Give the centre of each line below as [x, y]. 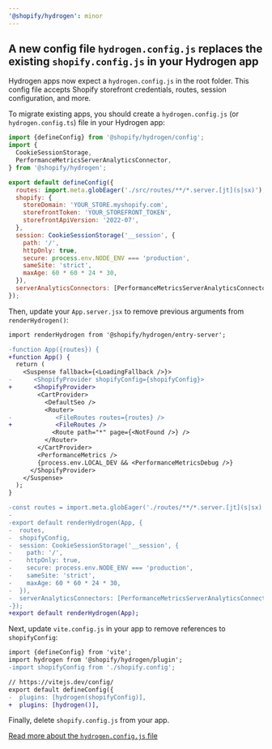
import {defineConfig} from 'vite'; [70, 652]
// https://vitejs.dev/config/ [61, 682]
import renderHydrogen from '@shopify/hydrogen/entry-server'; [117, 335]
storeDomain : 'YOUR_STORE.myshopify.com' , [96, 205]
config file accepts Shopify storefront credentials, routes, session [117, 89]
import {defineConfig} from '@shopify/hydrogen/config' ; [106, 138]
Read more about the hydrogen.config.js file [83, 736]
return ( [30, 365]
